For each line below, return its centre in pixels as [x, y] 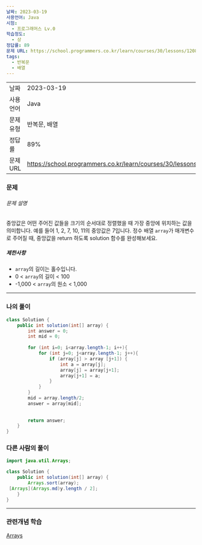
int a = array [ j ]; [83, 365]
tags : [13, 57]
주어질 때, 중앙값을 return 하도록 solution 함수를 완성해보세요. [85, 238]
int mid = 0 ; [44, 337]
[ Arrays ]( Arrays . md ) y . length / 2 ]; [53, 488]
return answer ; [47, 420]
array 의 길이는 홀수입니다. [46, 269]
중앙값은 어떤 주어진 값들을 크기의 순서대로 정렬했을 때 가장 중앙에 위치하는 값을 [99, 223]
